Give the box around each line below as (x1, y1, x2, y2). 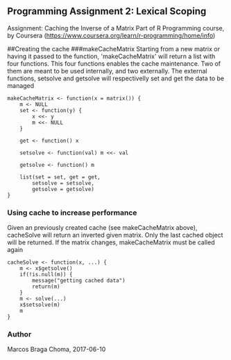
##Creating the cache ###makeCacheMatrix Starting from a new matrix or (7, 44, 221, 53)
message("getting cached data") (32, 277, 126, 285)
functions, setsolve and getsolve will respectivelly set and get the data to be (7, 74, 225, 82)
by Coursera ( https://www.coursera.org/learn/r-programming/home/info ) (7, 31, 216, 39)
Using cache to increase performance (7, 208, 137, 217)
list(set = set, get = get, (19, 173, 101, 181)
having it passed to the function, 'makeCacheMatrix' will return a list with (7, 52, 216, 60)
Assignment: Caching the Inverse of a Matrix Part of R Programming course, (7, 24, 225, 32)
